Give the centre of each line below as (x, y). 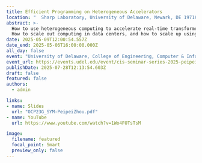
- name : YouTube (26, 117)
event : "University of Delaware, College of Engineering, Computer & (95, 56)
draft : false (23, 73)
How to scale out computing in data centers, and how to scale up (96, 34)
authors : (17, 84)
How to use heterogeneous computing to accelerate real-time (90, 28)
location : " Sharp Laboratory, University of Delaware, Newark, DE (94, 17)
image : (14, 134)
